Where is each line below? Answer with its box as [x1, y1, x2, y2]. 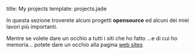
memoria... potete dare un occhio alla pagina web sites [6, 41, 144, 48]
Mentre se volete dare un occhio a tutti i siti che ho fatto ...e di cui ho [6, 35, 177, 41]
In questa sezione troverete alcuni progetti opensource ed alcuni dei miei [6, 17, 190, 23]
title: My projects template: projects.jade [6, 5, 107, 12]
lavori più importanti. [6, 23, 58, 30]
